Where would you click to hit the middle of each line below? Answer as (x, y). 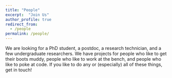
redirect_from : (22, 24)
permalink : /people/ (27, 34)
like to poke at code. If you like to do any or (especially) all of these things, (84, 64)
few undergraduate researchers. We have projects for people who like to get (86, 54)
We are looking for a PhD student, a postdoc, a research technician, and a (83, 48)
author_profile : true (28, 19)
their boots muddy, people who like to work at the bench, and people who (83, 59)
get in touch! (19, 70)
